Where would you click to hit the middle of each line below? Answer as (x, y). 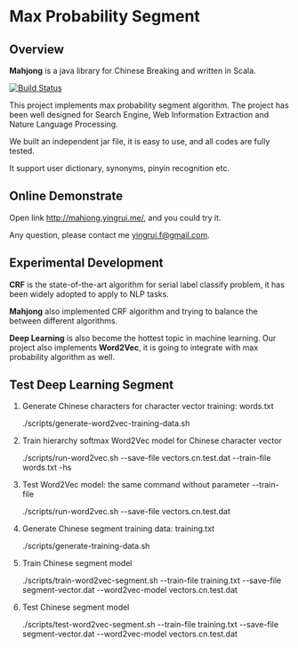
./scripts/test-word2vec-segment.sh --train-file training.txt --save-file (150, 625)
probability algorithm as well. (62, 357)
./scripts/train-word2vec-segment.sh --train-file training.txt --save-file (152, 580)
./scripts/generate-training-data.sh (86, 546)
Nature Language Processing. (64, 124)
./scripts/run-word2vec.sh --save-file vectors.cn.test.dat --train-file (146, 458)
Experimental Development (86, 263)
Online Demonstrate (66, 197)
